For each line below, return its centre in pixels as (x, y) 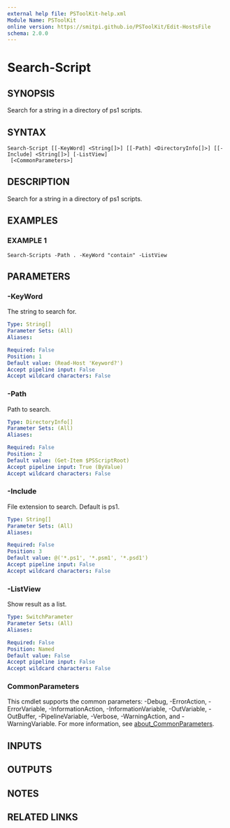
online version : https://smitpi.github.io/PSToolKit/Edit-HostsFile (109, 27)
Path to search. (29, 409)
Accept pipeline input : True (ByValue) (65, 467)
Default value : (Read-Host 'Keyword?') (65, 363)
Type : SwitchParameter (40, 617)
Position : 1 (24, 356)
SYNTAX (27, 132)
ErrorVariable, (27, 709)
